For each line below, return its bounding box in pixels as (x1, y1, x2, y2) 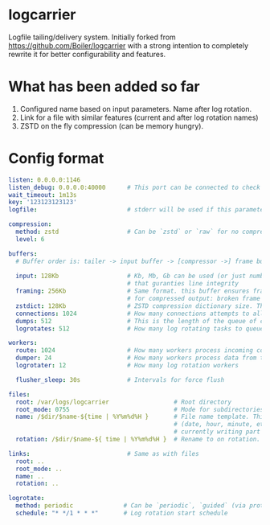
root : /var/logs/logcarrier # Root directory (15, 398, 231, 406)
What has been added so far (8, 78, 200, 96)
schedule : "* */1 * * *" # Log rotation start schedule (15, 509, 228, 518)
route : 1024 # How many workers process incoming (15, 347, 253, 355)
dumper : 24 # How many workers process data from (15, 354, 257, 363)
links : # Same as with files (8, 449, 199, 457)
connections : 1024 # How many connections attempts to (15, 310, 250, 318)
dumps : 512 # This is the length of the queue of (15, 317, 257, 325)
